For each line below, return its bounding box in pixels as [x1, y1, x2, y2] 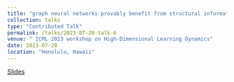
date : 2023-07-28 [7, 42, 58, 49]
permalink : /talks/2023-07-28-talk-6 [7, 29, 117, 37]
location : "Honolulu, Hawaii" [7, 49, 95, 56]
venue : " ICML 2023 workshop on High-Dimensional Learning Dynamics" [7, 36, 214, 43]
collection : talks [7, 17, 61, 23]
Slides [7, 67, 25, 76]
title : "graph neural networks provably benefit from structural [7, 10, 201, 17]
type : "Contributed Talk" [7, 23, 82, 30]
